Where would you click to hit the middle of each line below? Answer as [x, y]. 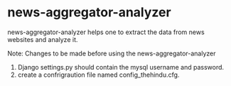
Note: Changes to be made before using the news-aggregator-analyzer [112, 53]
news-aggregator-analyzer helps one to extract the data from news [106, 32]
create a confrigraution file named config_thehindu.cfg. [98, 75]
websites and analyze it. [43, 39]
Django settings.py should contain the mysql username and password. [121, 67]
